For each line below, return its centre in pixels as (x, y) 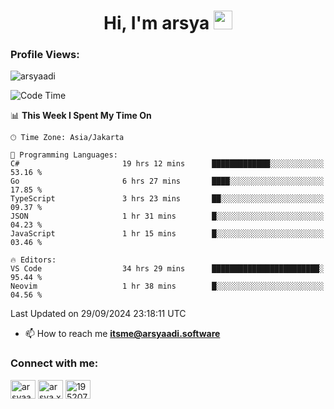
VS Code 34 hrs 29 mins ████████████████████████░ (167, 269)
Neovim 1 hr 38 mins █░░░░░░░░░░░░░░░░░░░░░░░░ (167, 286)
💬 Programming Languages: (64, 155)
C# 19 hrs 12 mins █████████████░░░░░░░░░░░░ (167, 164)
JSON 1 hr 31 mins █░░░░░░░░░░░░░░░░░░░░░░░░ (167, 216)
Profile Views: (45, 55)
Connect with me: (54, 363)
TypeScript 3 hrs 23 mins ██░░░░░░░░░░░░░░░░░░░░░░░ (167, 199)
